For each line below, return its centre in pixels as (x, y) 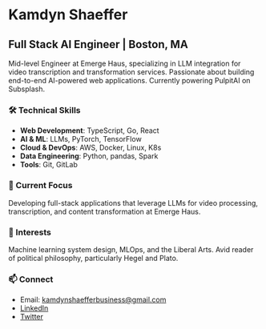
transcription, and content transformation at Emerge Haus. (105, 211)
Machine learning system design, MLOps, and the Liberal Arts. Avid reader (131, 249)
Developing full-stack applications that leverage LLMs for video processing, (133, 203)
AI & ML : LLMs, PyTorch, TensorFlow (81, 139)
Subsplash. (27, 89)
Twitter (32, 317)
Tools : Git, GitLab (48, 165)
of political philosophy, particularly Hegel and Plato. (93, 258)
